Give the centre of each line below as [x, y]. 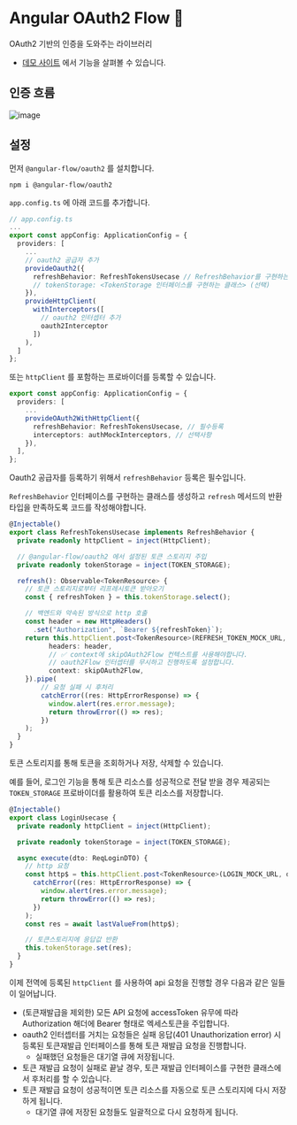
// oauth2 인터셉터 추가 [81, 318]
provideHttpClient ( [61, 301]
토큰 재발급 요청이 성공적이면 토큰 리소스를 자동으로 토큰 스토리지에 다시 [146, 1090]
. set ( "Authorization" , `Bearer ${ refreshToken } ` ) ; [128, 629]
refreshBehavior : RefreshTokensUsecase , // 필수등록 [128, 427]
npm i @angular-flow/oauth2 [61, 185]
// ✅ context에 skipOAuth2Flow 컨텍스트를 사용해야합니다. [148, 654]
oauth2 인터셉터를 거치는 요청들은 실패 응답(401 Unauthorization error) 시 [151, 1034]
